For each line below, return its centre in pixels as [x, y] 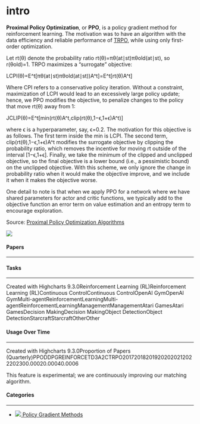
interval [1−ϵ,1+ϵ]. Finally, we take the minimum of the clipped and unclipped [99, 155]
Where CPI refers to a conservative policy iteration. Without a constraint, [95, 87]
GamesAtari [169, 305]
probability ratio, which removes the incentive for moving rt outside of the [96, 148]
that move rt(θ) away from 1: [41, 106]
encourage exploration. [35, 210]
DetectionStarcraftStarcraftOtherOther [53, 318]
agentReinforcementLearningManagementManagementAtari [80, 305]
